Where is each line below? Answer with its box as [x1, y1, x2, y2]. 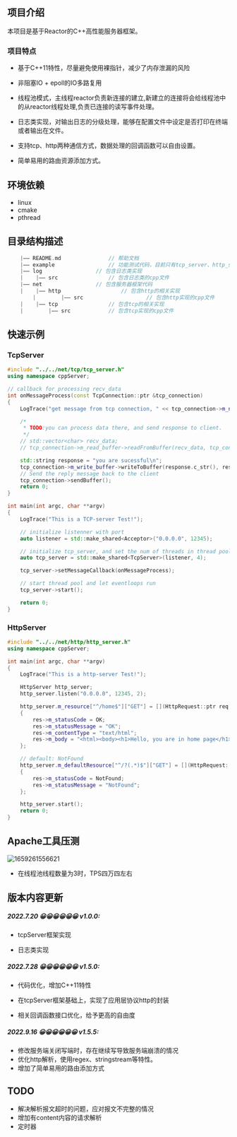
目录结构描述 [7, 235, 63, 247]
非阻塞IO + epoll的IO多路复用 [17, 78, 102, 87]
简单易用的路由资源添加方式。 [17, 156, 104, 165]
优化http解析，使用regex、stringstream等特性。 [17, 1055, 157, 1064]
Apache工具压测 [7, 835, 80, 847]
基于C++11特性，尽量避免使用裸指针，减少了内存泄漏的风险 [17, 64, 190, 72]
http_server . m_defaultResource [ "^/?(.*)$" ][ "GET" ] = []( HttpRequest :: [20, 762, 232, 769]
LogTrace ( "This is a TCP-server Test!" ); [20, 515, 143, 523]
